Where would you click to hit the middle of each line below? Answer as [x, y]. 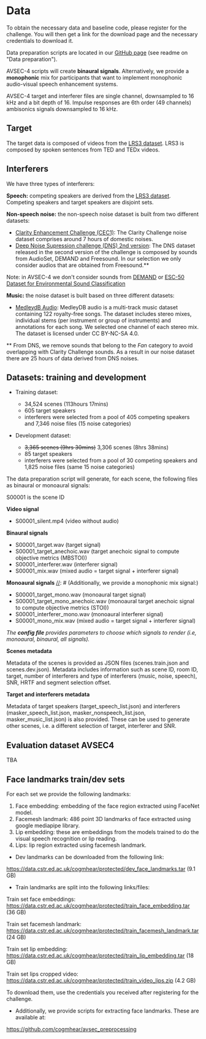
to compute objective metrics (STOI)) [62, 608]
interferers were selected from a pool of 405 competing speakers [107, 417]
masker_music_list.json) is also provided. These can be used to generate [98, 719]
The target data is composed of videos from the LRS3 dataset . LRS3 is [95, 143]
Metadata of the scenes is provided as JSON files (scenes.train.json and [97, 663]
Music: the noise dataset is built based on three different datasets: [90, 295]
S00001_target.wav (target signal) [58, 545]
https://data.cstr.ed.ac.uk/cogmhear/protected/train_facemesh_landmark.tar [103, 931]
